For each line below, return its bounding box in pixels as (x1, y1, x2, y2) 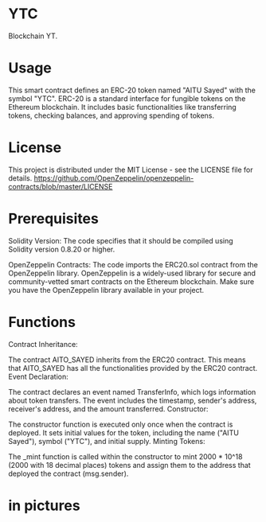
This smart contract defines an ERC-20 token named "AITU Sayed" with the (8, 85, 256, 95)
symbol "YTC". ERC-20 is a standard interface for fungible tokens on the (8, 93, 246, 103)
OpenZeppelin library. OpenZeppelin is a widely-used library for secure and (8, 268, 256, 278)
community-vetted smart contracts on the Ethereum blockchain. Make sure (8, 276, 255, 286)
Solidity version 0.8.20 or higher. (8, 244, 115, 254)
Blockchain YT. (8, 31, 58, 41)
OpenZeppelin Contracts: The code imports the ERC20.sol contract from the (8, 259, 259, 269)
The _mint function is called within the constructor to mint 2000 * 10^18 (8, 451, 243, 462)
